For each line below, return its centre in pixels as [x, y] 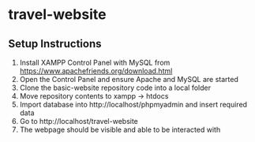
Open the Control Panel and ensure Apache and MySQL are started [129, 79]
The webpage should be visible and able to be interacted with [120, 129]
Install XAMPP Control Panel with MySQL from [95, 62]
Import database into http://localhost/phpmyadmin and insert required [133, 105]
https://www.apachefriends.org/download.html [96, 71]
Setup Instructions [55, 44]
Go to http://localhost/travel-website [79, 121]
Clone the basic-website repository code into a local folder [115, 88]
